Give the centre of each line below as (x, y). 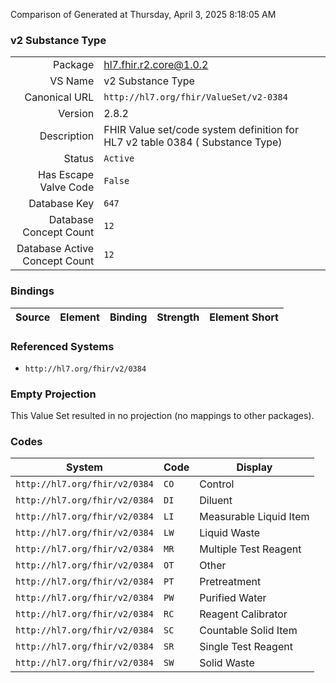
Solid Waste (227, 663)
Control (217, 484)
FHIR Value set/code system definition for (201, 130)
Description (67, 136)
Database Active (55, 249)
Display (254, 467)
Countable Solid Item (248, 631)
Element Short (244, 317)
